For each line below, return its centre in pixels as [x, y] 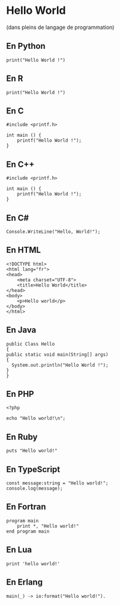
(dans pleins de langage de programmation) [60, 27]
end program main [28, 531]
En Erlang [25, 582]
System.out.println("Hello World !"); [60, 365]
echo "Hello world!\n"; [36, 419]
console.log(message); [34, 489]
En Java [21, 330]
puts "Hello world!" [32, 451]
